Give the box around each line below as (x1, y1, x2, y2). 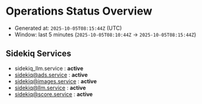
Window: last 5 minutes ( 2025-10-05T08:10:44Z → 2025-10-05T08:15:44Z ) (14, 30, 197, 38)
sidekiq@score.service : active (14, 90, 93, 98)
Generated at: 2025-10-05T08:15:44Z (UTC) (14, 24, 123, 32)
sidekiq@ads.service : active (14, 71, 88, 78)
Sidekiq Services (5, 49, 71, 59)
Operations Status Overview (5, 4, 153, 18)
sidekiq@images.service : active (14, 77, 97, 85)
